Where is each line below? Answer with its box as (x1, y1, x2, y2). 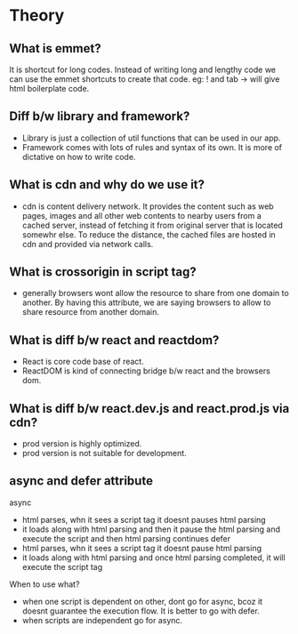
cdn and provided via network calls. (21, 238, 154, 249)
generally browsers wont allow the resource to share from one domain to (21, 288, 289, 299)
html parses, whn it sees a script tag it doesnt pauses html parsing (21, 514, 266, 525)
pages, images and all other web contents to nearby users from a (21, 210, 262, 221)
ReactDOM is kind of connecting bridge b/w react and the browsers (21, 365, 271, 376)
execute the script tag (21, 561, 103, 572)
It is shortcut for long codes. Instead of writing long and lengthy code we (9, 64, 277, 75)
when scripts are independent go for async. (21, 614, 183, 625)
